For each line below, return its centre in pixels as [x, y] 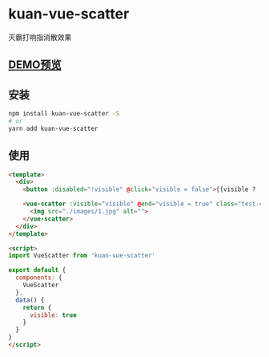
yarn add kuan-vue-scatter [53, 128]
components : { [39, 278]
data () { [30, 300]
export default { [37, 270]
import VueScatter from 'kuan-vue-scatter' [82, 256]
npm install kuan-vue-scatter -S [64, 114]
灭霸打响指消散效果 [40, 37]
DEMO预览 [35, 65]
